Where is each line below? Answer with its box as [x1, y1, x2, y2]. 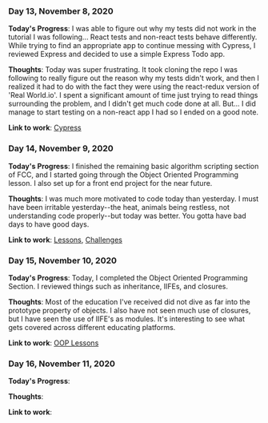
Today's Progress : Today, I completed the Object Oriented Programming [8, 272, 248, 282]
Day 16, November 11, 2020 [8, 358, 116, 369]
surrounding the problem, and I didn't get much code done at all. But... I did [8, 99, 256, 109]
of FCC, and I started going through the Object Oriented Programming [8, 170, 238, 179]
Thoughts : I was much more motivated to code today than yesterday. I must [8, 194, 259, 203]
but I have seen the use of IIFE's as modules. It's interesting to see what [8, 314, 246, 324]
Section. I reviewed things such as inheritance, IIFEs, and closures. [8, 281, 229, 291]
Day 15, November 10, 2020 [8, 255, 118, 266]
